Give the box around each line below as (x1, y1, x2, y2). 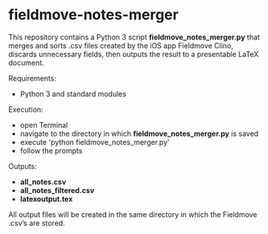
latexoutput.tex (19, 194, 73, 203)
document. (8, 58, 44, 68)
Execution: (8, 105, 43, 114)
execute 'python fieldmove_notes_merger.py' (19, 137, 171, 146)
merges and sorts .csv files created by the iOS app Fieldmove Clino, (8, 40, 233, 50)
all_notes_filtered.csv (19, 185, 95, 195)
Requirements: (8, 73, 56, 83)
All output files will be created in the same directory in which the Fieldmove (8, 209, 258, 219)
